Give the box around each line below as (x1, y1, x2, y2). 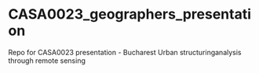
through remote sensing (8, 56, 86, 65)
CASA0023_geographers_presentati (8, 5, 252, 23)
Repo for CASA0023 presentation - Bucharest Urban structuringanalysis (8, 47, 242, 57)
